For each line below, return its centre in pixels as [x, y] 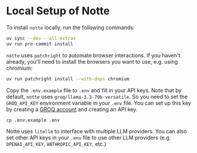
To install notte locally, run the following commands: [70, 27]
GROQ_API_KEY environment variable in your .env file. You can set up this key [99, 103]
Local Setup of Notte [58, 11]
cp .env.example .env [33, 120]
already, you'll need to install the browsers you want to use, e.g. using [92, 61]
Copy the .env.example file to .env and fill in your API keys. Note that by [94, 90]
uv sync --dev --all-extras [41, 38]
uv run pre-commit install [40, 44]
